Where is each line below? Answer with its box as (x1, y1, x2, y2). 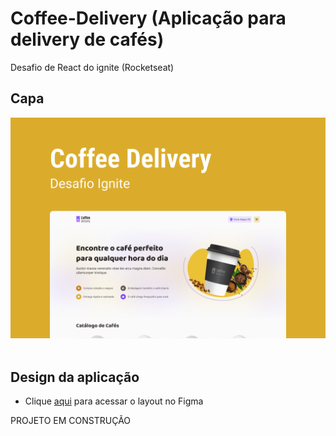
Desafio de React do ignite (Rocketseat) (10, 61, 175, 73)
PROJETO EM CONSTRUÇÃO (10, 414, 132, 426)
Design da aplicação (10, 368, 140, 386)
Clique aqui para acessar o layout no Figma (24, 395, 204, 407)
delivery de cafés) (10, 28, 165, 51)
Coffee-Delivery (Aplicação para (10, 7, 287, 30)
